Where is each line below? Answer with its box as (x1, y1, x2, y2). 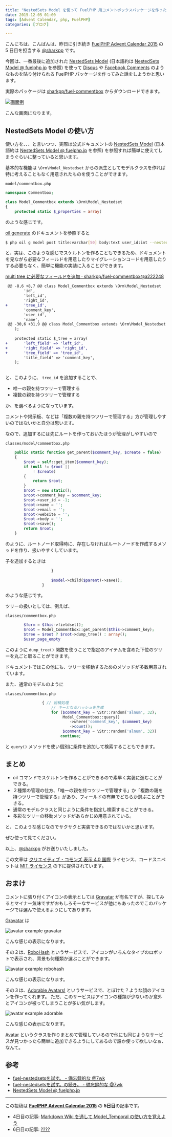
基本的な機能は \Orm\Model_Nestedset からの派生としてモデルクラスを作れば (5, 165, 166, 171)
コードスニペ (139, 856, 166, 862)
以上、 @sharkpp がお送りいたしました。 (5, 845, 91, 851)
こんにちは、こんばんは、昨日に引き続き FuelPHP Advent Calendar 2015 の (5, 41, 164, 47)
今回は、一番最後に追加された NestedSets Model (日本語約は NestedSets (5, 58, 160, 64)
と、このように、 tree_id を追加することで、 (5, 375, 100, 381)
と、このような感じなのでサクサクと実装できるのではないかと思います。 (5, 823, 157, 829)
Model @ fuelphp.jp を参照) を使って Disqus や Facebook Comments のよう (5, 64, 165, 71)
